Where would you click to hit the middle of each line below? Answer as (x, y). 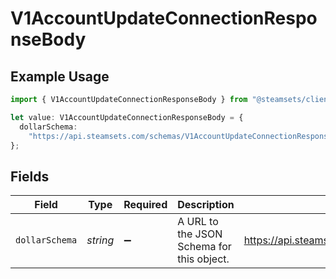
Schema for (204, 247)
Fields (30, 176)
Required (145, 205)
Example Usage (60, 76)
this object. (203, 259)
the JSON (200, 234)
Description (206, 205)
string (100, 240)
